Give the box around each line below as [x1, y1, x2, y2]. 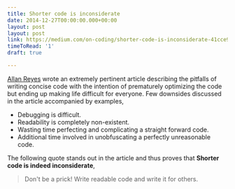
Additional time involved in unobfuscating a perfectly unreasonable [17, 132, 211, 141]
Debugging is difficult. [17, 110, 82, 119]
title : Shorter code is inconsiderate [7, 10, 120, 17]
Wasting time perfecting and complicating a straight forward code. [17, 125, 209, 134]
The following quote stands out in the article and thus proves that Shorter [7, 153, 220, 162]
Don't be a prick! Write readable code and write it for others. [24, 174, 199, 183]
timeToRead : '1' [7, 43, 55, 50]
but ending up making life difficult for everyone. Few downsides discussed [7, 89, 222, 98]
